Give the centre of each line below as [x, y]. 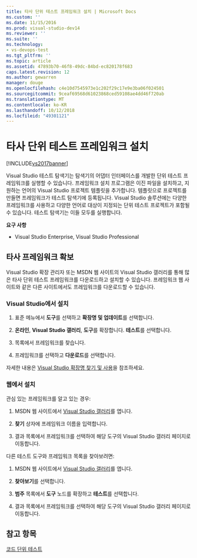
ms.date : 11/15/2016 [31, 22]
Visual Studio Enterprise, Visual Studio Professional [77, 237]
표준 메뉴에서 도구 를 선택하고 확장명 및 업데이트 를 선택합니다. [84, 318]
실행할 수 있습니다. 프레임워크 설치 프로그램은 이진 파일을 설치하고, [107, 183]
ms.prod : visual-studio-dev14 [43, 28]
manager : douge [25, 83]
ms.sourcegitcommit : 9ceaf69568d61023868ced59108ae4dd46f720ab [85, 94]
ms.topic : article [29, 61]
